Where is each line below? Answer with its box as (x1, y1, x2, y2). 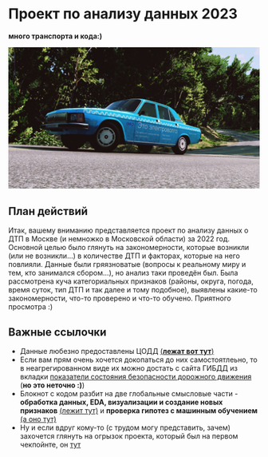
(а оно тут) (19, 415, 57, 424)
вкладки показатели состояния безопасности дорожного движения (19, 372, 252, 382)
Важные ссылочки (8, 325, 107, 339)
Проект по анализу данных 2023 (8, 5, 238, 23)
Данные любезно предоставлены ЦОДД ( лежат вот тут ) (19, 347, 215, 356)
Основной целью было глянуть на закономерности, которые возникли (8, 243, 250, 252)
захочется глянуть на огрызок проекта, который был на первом (19, 431, 238, 441)
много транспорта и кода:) (8, 31, 103, 41)
